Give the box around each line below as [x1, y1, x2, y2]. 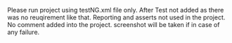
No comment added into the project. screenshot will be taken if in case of [7, 21, 220, 28]
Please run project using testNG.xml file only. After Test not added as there [7, 6, 224, 14]
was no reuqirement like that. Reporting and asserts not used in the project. [7, 13, 226, 21]
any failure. [7, 28, 40, 36]
